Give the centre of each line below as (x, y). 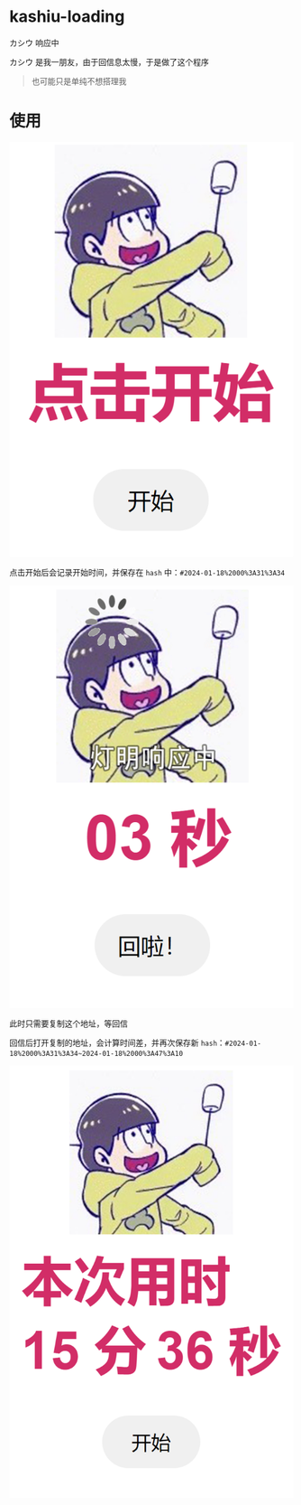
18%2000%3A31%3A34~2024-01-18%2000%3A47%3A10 (96, 1053)
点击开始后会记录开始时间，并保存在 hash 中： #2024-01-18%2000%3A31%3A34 (147, 573)
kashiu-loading (67, 17)
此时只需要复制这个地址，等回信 (68, 1024)
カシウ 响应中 (34, 42)
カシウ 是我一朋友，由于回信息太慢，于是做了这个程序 (109, 61)
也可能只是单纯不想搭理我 (79, 81)
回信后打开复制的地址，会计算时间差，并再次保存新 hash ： (117, 1042)
